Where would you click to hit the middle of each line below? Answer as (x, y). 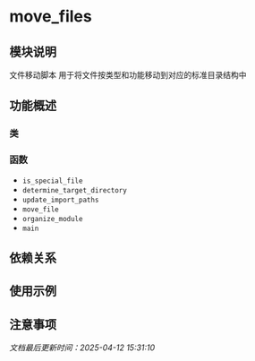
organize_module (52, 219)
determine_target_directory (74, 190)
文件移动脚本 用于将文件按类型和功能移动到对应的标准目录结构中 (128, 75)
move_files (51, 17)
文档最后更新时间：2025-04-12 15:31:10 (82, 348)
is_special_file (52, 181)
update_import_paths (60, 200)
